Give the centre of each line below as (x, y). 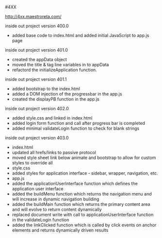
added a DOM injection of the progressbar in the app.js (67, 94)
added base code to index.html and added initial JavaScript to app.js (81, 35)
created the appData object (39, 59)
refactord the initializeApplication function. (54, 70)
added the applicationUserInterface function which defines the (75, 183)
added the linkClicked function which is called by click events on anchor (84, 225)
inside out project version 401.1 (36, 79)
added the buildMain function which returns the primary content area (81, 204)
